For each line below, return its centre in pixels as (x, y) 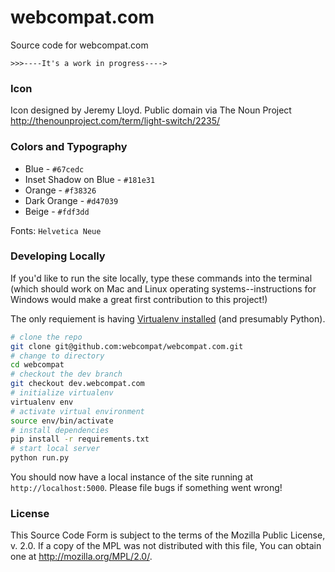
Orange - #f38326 (60, 190)
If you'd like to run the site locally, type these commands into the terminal (161, 278)
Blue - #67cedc (54, 168)
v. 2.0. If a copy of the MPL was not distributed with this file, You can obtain (166, 546)
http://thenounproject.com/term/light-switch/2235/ (115, 121)
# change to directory (57, 356)
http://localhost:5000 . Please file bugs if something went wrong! (146, 488)
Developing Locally (58, 256)
